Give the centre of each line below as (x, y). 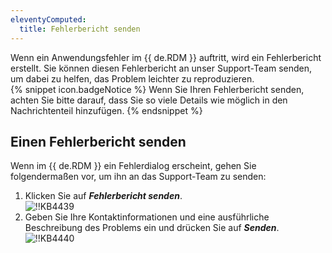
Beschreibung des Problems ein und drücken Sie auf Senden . (152, 228)
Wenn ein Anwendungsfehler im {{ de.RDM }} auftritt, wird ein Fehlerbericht (166, 57)
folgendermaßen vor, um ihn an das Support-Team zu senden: (138, 177)
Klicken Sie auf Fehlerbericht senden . (103, 196)
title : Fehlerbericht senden (80, 29)
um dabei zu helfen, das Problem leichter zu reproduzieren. (132, 78)
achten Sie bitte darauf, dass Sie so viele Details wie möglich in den (149, 100)
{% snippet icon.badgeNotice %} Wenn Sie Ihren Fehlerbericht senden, (157, 89)
